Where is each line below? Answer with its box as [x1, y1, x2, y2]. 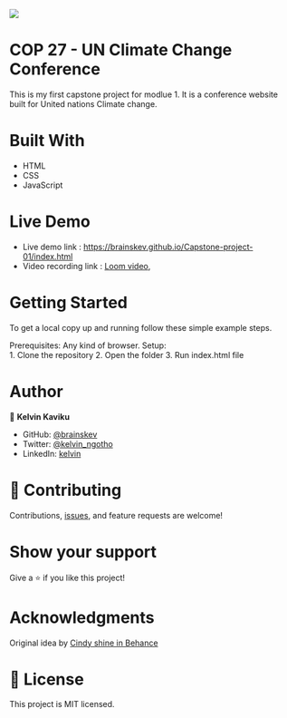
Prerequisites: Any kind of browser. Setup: [9, 340, 167, 351]
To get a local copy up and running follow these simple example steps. [9, 322, 273, 333]
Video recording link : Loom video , [22, 260, 151, 271]
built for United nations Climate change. [9, 98, 158, 109]
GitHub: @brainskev [22, 429, 98, 440]
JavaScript [22, 179, 63, 190]
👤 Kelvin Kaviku [9, 411, 71, 422]
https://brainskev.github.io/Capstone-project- [82, 241, 254, 252]
